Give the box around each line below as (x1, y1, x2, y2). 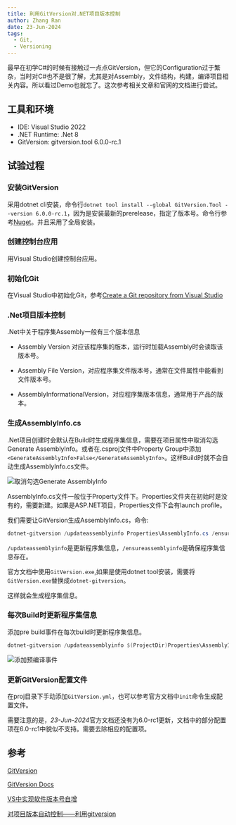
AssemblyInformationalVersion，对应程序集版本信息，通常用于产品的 (17, 390, 218, 399)
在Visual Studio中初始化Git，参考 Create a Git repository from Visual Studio (7, 291, 223, 299)
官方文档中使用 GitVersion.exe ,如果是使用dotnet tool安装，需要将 (7, 567, 195, 576)
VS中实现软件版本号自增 (7, 794, 77, 803)
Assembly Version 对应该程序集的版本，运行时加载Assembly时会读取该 (17, 342, 223, 351)
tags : (7, 30, 23, 37)
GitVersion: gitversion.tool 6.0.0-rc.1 (17, 137, 122, 146)
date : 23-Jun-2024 (7, 23, 61, 30)
